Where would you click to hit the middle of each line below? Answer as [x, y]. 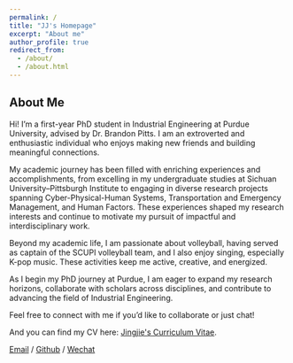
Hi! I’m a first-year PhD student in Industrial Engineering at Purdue [129, 124]
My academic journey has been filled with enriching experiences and [135, 169]
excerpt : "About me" [47, 34]
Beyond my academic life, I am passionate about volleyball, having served [144, 243]
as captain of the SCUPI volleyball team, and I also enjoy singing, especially [147, 252]
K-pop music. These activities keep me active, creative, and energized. [139, 261]
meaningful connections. [54, 152]
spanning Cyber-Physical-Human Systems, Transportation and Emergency [145, 197]
